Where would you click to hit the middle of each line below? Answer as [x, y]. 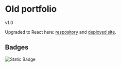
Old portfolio [31, 9]
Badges [17, 47]
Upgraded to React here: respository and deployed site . [61, 32]
